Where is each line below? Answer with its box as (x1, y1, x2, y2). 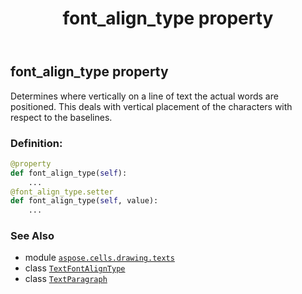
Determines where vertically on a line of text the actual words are (10, 90, 279, 102)
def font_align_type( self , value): (10, 196, 159, 206)
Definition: (10, 136, 63, 150)
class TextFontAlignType (24, 262, 126, 274)
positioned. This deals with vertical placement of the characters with (10, 100, 293, 112)
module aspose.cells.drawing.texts (24, 252, 175, 264)
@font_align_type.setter (10, 187, 114, 197)
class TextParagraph (24, 273, 108, 285)
